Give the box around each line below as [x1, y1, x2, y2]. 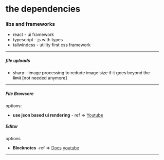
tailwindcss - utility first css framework [12, 42, 91, 48]
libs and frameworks [5, 21, 55, 28]
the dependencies [5, 3, 81, 15]
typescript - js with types [12, 37, 63, 43]
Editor [5, 124, 18, 129]
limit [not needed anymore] [12, 75, 67, 81]
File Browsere [5, 91, 34, 96]
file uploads [5, 58, 31, 64]
